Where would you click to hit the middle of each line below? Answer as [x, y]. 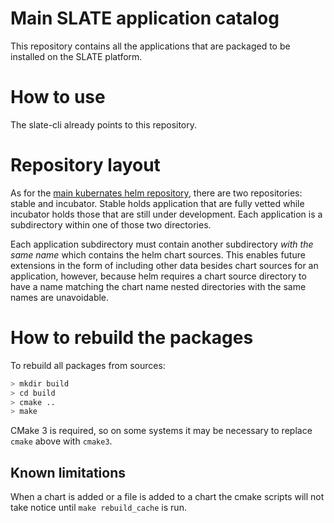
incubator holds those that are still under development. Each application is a [166, 214]
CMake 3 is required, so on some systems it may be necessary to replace [161, 431]
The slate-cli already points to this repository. [104, 124]
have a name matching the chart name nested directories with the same [158, 286]
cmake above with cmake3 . [61, 441]
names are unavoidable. [60, 297]
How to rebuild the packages [132, 338]
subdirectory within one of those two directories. [111, 224]
